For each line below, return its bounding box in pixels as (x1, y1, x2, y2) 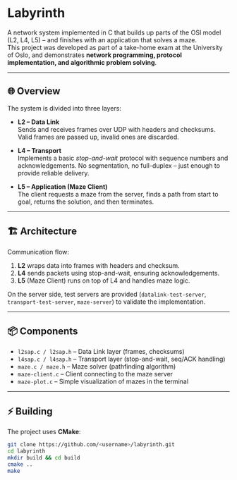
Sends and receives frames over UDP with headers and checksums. (17, 125, 216, 133)
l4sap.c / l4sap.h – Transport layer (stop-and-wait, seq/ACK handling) (17, 355, 226, 364)
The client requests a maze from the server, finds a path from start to (17, 190, 219, 198)
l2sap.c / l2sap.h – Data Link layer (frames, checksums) (17, 347, 185, 356)
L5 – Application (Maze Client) (17, 182, 108, 191)
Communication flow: (7, 247, 69, 256)
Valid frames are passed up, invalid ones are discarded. (17, 133, 180, 141)
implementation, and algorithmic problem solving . (7, 58, 157, 66)
